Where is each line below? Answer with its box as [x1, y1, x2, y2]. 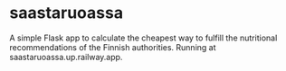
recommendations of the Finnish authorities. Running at [9, 41, 216, 52]
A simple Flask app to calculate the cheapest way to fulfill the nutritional [9, 32, 278, 43]
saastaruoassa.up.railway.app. [9, 51, 123, 62]
